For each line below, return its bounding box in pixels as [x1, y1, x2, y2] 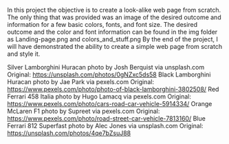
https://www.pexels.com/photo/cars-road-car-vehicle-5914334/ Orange [7, 100, 212, 107]
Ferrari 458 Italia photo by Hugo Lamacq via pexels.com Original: [7, 92, 191, 101]
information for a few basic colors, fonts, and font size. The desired [7, 21, 198, 28]
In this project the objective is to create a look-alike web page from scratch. [7, 6, 221, 14]
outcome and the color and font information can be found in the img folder [7, 28, 218, 36]
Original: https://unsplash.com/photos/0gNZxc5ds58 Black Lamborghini [7, 70, 211, 79]
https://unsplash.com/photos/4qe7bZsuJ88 [7, 129, 131, 137]
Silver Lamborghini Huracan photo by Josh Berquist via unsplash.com [7, 63, 205, 71]
